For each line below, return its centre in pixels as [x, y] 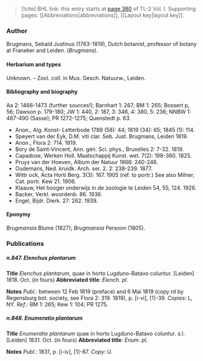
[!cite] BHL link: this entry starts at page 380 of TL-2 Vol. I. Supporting [108, 9]
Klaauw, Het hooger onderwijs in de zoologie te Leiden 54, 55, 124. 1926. [106, 188]
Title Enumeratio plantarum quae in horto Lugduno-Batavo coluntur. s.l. [96, 333]
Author [17, 31]
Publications [25, 243]
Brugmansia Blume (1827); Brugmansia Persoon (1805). [76, 228]
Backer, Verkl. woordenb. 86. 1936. [59, 194]
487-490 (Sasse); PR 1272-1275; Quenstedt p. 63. [69, 118]
